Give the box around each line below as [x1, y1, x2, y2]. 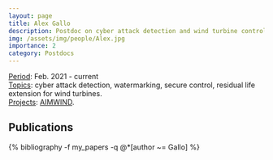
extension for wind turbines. [8, 89, 103, 98]
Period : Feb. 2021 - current [8, 72, 99, 81]
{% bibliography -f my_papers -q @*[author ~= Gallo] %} [8, 142, 201, 152]
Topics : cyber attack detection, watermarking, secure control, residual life [8, 80, 256, 90]
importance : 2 [8, 42, 57, 50]
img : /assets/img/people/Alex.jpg [8, 34, 126, 43]
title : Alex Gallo [8, 19, 71, 27]
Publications [8, 120, 74, 134]
